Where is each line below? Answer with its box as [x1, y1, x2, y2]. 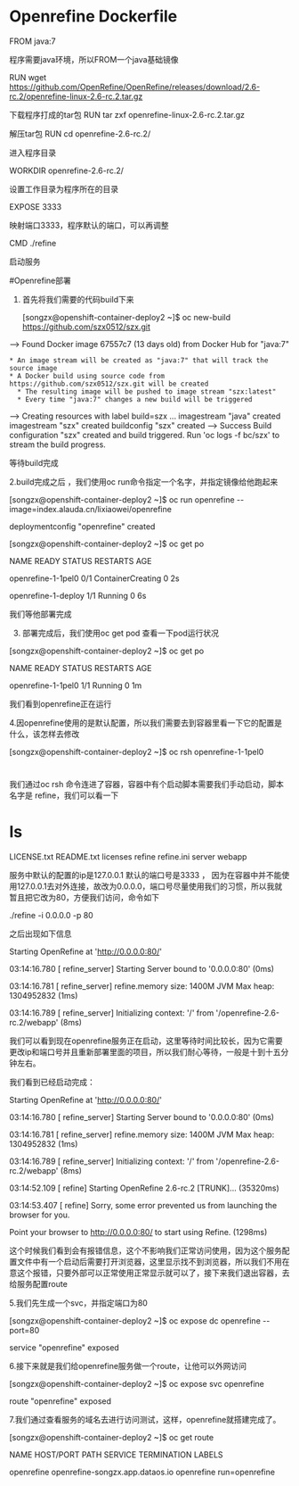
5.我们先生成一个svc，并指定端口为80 [9, 1298, 149, 1308]
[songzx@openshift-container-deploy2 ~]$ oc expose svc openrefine [9, 1379, 264, 1390]
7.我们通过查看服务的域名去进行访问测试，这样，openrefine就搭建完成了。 [9, 1415, 281, 1425]
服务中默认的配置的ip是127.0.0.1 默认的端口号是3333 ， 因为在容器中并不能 [9, 870, 282, 881]
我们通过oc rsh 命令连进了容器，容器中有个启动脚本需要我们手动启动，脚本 [9, 779, 285, 790]
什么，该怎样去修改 [9, 728, 80, 739]
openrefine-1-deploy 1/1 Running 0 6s [9, 590, 147, 601]
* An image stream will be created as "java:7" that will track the [9, 355, 269, 365]
